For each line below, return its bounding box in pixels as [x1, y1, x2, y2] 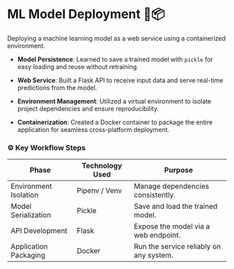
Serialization [10, 210, 52, 220]
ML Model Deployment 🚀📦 [7, 6, 165, 22]
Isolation [10, 190, 39, 200]
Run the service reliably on [134, 242, 221, 252]
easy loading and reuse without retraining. [17, 62, 139, 71]
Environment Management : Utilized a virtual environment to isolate [17, 96, 212, 106]
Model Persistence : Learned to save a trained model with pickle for [17, 54, 214, 64]
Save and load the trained [134, 201, 218, 211]
